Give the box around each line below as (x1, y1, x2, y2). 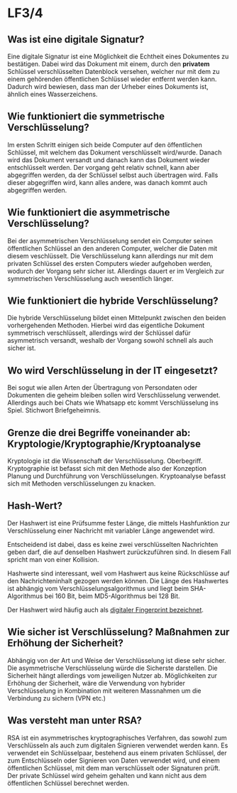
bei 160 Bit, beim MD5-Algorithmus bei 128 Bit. (44, 592, 180, 600)
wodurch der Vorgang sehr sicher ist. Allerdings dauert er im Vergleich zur (7, 267, 225, 275)
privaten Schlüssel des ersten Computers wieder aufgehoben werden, (7, 259, 213, 267)
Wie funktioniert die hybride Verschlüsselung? (7, 295, 219, 307)
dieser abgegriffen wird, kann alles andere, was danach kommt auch (7, 178, 208, 186)
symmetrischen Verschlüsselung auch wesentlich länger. (7, 274, 174, 282)
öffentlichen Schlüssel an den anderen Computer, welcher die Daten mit (7, 244, 218, 252)
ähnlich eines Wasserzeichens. (7, 90, 98, 98)
